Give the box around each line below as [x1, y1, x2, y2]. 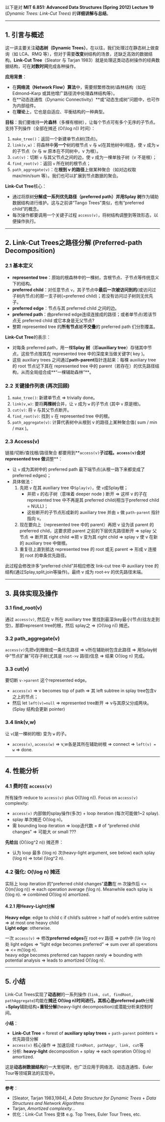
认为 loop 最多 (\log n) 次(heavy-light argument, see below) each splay [12, 850, 155, 856]
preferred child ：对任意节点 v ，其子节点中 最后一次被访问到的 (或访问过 [12, 287, 156, 293]
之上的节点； [12, 694, 38, 700]
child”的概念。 [12, 206, 42, 212]
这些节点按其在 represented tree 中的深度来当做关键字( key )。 [21, 351, 147, 357]
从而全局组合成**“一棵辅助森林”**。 [21, 369, 94, 375]
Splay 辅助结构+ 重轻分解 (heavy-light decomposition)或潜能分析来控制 [8, 1003, 149, 1009]
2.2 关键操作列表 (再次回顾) [5, 383, 70, 390]
